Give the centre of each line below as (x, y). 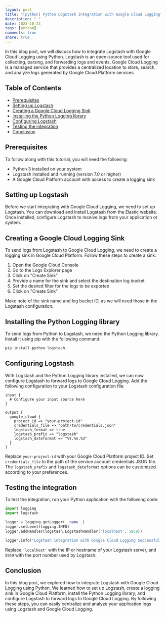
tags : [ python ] (21, 28)
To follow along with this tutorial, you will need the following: (66, 159)
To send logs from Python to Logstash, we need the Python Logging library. (82, 334)
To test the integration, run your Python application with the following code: (82, 500)
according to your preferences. (37, 472)
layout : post (19, 10)
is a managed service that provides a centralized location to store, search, (81, 67)
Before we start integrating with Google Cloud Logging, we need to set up (80, 207)
